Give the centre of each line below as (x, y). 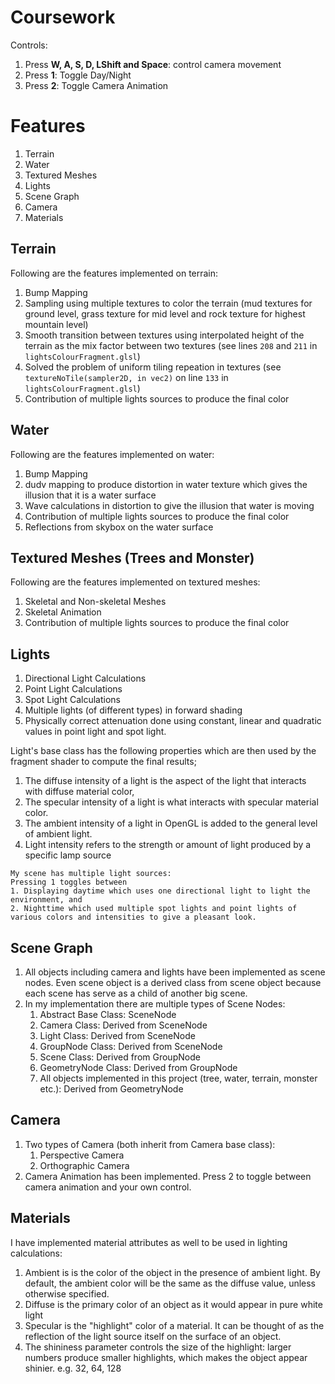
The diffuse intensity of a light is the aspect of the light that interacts (165, 781)
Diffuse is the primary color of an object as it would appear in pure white (173, 1304)
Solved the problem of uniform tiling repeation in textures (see (153, 367)
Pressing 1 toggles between (69, 882)
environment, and (46, 900)
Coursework (63, 17)
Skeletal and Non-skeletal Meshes (95, 602)
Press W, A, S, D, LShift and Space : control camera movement (153, 64)
